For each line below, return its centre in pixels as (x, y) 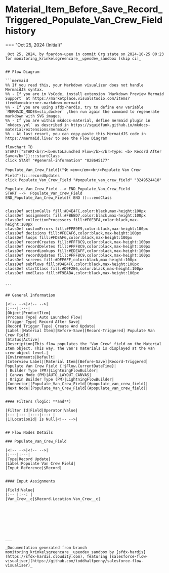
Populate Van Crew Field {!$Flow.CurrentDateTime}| (61, 366)
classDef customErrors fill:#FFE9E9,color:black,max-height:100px (77, 229)
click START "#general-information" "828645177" (57, 160)
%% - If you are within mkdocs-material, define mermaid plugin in (78, 120)
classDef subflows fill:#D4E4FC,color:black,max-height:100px (72, 264)
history (21, 31)
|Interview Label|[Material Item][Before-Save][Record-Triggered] (77, 361)
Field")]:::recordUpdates (32, 176)
